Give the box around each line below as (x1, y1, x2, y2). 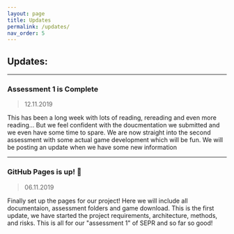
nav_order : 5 (7, 29, 45, 37)
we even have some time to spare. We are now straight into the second (7, 128, 211, 136)
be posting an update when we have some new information (7, 143, 178, 152)
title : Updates (7, 17, 52, 24)
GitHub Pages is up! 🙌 (7, 167, 82, 177)
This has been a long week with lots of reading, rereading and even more (7, 114, 217, 122)
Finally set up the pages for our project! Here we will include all (7, 196, 188, 205)
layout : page (7, 10, 45, 17)
